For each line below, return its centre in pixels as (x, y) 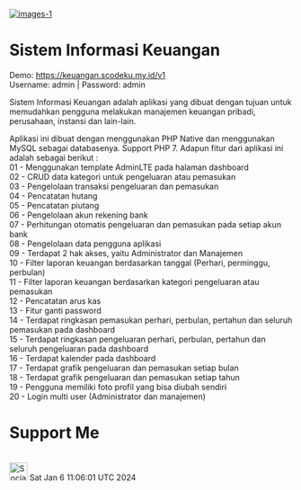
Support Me (54, 433)
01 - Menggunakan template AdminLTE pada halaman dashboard (129, 167)
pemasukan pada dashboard (62, 329)
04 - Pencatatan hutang (53, 196)
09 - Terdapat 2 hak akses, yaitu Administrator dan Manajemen (126, 253)
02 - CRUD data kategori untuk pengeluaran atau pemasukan (123, 176)
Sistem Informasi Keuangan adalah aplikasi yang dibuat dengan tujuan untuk (150, 102)
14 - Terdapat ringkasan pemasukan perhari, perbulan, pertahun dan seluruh (151, 320)
